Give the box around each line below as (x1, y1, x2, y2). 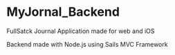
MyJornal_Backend (6, 4, 120, 20)
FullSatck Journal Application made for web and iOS (6, 27, 155, 35)
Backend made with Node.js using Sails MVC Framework (6, 40, 168, 48)
